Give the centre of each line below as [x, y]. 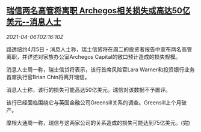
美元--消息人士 [34, 22]
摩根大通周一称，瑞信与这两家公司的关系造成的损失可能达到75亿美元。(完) [98, 122]
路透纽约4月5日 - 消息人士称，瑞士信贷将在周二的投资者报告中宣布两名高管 [99, 49]
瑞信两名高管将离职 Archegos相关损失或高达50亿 [98, 11]
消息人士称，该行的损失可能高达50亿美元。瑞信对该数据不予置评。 [89, 89]
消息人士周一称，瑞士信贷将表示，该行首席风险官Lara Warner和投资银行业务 [100, 69]
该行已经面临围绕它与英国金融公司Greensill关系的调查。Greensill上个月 [94, 102]
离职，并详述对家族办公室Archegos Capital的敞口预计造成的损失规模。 [94, 56]
